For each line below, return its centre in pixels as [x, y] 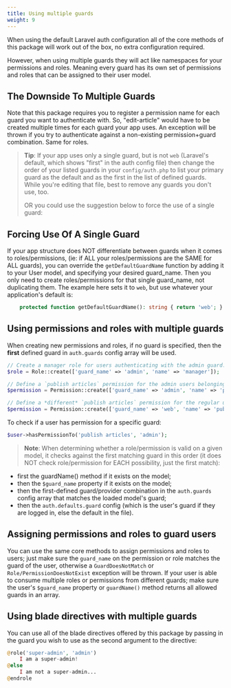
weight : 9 [21, 20]
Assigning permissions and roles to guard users [112, 534]
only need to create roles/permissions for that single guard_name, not [106, 280]
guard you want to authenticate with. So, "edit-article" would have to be [109, 120]
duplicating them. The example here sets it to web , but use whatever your [110, 288]
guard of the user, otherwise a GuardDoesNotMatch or [81, 566]
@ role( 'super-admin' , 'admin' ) [52, 653]
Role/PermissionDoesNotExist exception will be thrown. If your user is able [112, 572]
